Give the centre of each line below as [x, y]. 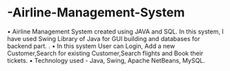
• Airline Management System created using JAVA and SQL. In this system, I [116, 31]
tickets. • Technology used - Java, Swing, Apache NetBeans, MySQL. [106, 60]
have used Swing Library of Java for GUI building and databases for [104, 38]
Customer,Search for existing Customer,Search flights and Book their [105, 53]
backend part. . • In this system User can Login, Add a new [91, 46]
